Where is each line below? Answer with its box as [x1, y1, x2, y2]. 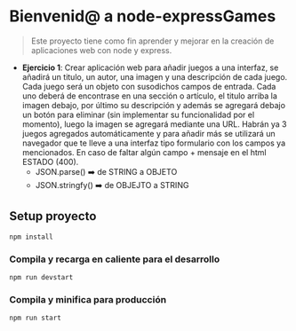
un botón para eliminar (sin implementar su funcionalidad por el [21, 109, 255, 120]
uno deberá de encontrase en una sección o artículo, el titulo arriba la [21, 91, 278, 101]
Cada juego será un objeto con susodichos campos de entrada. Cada [21, 81, 276, 91]
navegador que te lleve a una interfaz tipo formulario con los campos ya [21, 138, 286, 148]
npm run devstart [9, 273, 74, 282]
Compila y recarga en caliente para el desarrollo [9, 253, 220, 265]
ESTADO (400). [21, 156, 79, 167]
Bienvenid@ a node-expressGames [9, 6, 276, 27]
